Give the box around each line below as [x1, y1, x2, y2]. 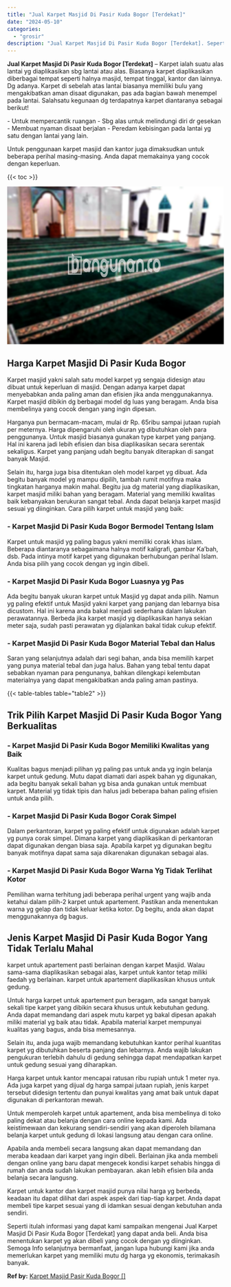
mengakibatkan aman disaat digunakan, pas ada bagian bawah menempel [7, 89, 217, 98]
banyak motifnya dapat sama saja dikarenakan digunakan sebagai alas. [7, 849, 209, 857]
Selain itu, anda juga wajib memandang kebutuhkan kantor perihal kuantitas [7, 1039, 221, 1047]
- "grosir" [13, 33, 45, 40]
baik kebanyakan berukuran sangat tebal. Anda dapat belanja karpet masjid [7, 497, 221, 505]
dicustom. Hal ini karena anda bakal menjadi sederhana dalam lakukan [7, 607, 206, 615]
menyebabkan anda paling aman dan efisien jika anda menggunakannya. [7, 390, 214, 399]
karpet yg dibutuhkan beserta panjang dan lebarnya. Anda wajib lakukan [7, 1046, 213, 1055]
